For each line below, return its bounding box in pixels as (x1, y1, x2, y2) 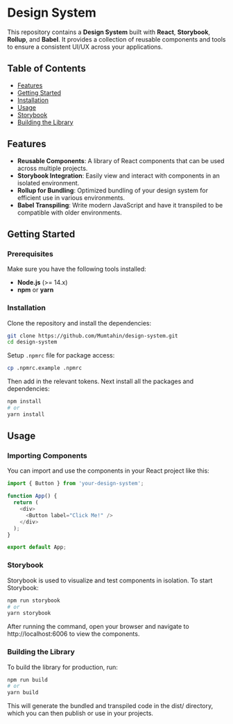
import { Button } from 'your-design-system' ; (7, 480, 144, 487)
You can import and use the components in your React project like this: (7, 466, 209, 475)
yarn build (7, 689, 39, 696)
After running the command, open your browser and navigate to (7, 623, 189, 631)
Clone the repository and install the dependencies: (7, 319, 152, 327)
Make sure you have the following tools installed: (7, 265, 147, 273)
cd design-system (7, 339, 58, 346)
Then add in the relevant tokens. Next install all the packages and (7, 377, 194, 386)
